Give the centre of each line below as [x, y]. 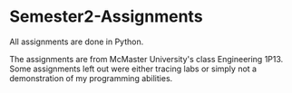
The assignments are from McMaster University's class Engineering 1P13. [146, 59]
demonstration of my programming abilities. [91, 78]
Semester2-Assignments [106, 17]
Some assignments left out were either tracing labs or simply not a [133, 69]
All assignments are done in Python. [77, 42]
